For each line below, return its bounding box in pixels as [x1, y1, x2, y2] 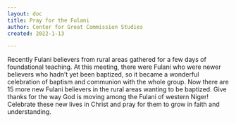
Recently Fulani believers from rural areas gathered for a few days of [7, 56, 206, 64]
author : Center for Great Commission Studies [7, 23, 143, 30]
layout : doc [7, 10, 42, 18]
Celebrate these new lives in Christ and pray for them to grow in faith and [7, 100, 220, 109]
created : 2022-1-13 [7, 30, 65, 37]
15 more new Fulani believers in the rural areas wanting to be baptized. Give [7, 85, 227, 93]
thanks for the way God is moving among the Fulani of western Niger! [7, 93, 209, 101]
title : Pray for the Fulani [7, 17, 90, 24]
